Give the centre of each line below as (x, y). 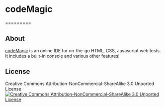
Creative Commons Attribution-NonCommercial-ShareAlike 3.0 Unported (80, 84)
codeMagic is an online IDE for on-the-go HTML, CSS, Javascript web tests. (83, 50)
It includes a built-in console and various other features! (62, 56)
